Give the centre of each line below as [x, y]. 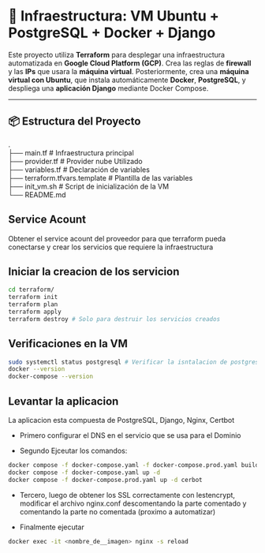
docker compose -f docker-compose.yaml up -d [84, 473]
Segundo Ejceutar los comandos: [73, 450]
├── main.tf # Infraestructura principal [71, 152]
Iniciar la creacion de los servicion [94, 271]
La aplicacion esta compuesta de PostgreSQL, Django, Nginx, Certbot [121, 420]
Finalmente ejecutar [52, 527]
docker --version [37, 369]
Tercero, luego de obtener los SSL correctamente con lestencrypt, [127, 495]
